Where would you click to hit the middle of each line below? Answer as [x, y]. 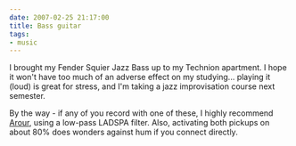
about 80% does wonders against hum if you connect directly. [123, 132]
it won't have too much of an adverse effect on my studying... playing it [140, 77]
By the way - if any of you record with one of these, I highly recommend [141, 113]
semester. [28, 96]
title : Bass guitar [45, 26]
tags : [19, 34]
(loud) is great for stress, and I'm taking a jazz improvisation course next [142, 86]
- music [24, 42]
